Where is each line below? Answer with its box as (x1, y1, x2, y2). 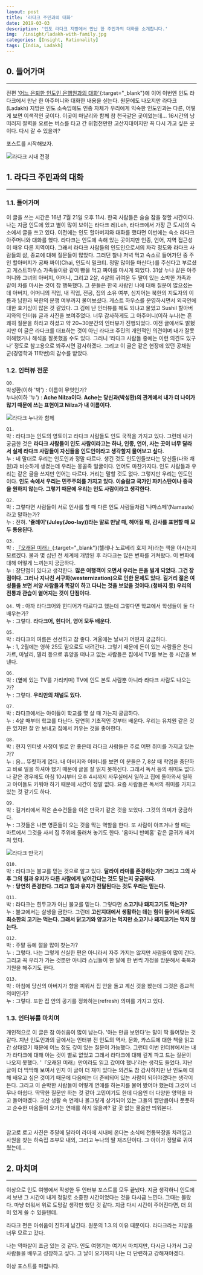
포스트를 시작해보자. (6, 140, 53, 147)
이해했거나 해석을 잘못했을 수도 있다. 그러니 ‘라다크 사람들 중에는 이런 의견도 (6, 334, 185, 341)
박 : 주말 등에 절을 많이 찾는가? (6, 941, 79, 949)
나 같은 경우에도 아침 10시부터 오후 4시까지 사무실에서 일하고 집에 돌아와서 (6, 773, 181, 780)
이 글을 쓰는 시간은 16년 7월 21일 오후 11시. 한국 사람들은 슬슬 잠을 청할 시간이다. (6, 213, 195, 221)
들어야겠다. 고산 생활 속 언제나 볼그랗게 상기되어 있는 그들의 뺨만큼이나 (12, 1097, 179, 1104)
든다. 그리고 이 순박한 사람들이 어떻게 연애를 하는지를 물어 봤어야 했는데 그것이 (6, 1082, 190, 1089)
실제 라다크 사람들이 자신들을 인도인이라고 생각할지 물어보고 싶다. (12, 448, 164, 455)
